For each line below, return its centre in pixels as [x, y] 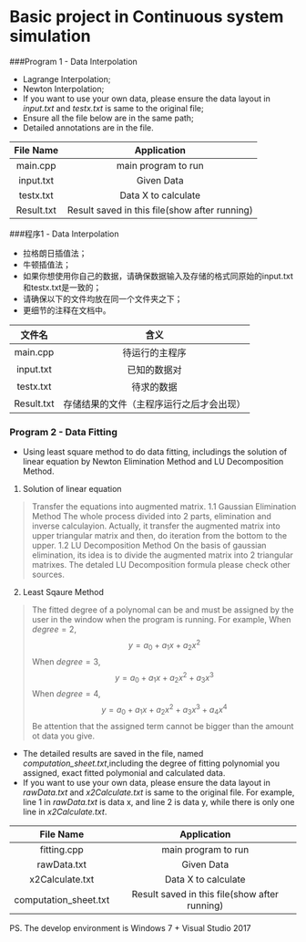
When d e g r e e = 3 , [66, 661]
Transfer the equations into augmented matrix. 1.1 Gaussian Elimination [164, 507]
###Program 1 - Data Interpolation [74, 61]
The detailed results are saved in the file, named [113, 753]
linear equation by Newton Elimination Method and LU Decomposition [153, 462]
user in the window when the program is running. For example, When [161, 620]
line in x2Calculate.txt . [65, 811]
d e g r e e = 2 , [54, 629]
